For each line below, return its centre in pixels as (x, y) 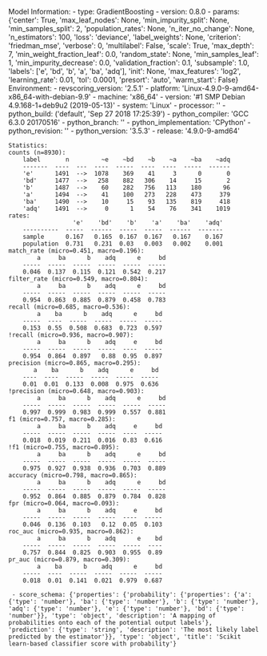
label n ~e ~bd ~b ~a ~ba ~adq (126, 160)
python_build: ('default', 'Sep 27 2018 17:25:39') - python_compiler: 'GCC (129, 114)
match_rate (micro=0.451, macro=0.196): (77, 251)
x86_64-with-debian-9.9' (50, 97)
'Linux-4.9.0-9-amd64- (221, 88)
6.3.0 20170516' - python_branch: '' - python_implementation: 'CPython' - (130, 122)
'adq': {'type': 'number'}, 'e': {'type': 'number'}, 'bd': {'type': (127, 609)
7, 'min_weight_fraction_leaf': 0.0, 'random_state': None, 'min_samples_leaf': (133, 54)
